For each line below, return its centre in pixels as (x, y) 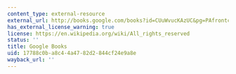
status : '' (23, 40)
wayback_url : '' (31, 60)
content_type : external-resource (56, 14)
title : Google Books (38, 47)
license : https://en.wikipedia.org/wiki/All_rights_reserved (99, 33)
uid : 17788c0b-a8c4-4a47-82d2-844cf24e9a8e (72, 54)
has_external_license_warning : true (61, 27)
